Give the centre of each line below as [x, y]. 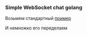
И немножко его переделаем [36, 28]
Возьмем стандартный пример [38, 18]
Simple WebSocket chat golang [44, 7]
